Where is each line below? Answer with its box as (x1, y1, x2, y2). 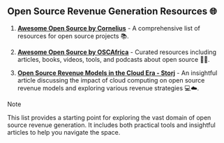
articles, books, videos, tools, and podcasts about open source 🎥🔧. (17, 55, 211, 63)
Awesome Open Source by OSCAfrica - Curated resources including (17, 48, 217, 56)
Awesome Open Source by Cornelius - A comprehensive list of (17, 24, 200, 32)
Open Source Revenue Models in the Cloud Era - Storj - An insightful (17, 69, 218, 77)
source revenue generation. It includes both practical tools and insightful (7, 121, 216, 129)
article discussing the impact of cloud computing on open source (17, 76, 205, 84)
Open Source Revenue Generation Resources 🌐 (7, 6, 218, 17)
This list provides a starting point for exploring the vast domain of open (7, 113, 211, 121)
